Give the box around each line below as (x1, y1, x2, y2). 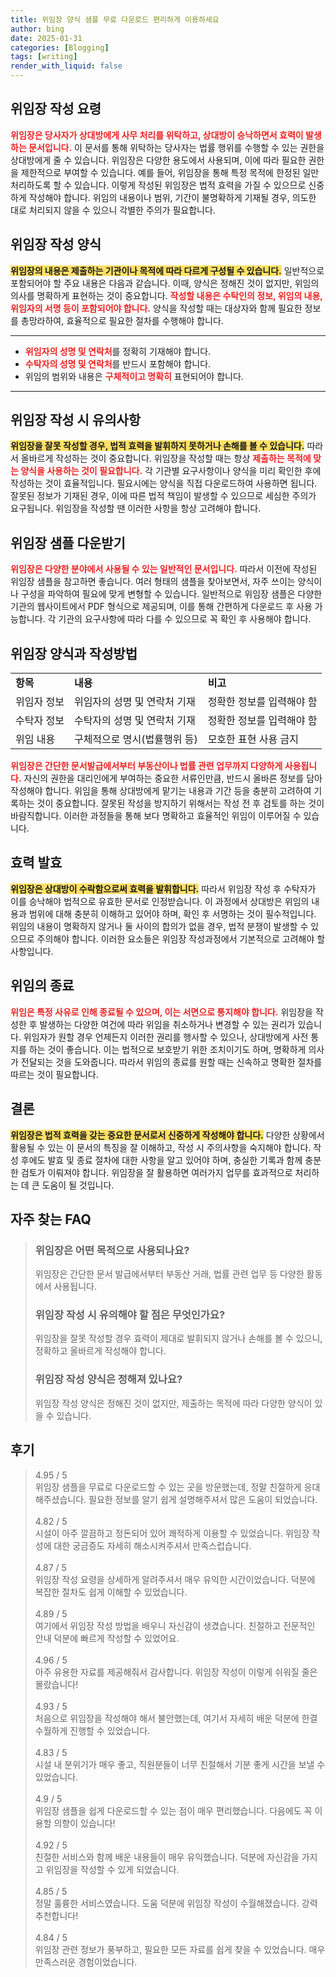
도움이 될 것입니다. (41, 1179, 115, 1191)
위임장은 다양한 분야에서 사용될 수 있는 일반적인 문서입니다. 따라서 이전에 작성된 (10, 563, 318, 575)
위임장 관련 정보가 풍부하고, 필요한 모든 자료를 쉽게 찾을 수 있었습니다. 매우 (34, 1943, 326, 1955)
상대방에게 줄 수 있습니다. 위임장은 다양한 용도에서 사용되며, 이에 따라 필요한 (10, 154, 307, 166)
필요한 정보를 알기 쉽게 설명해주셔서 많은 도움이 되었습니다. (88, 1493, 318, 1505)
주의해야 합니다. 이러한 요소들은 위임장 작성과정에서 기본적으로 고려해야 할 (36, 932, 326, 945)
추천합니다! (34, 1909, 79, 1921)
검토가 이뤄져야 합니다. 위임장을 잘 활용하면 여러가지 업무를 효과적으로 (20, 1166, 293, 1178)
